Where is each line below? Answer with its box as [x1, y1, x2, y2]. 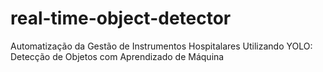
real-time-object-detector [10, 7, 232, 30]
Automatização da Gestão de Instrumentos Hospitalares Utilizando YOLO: [10, 40, 313, 52]
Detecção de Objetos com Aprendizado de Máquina [10, 50, 225, 62]
